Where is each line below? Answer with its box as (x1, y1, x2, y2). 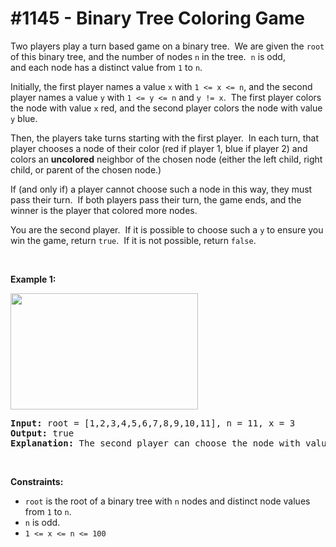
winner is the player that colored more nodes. (10, 204, 198, 216)
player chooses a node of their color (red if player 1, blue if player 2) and (10, 142, 308, 154)
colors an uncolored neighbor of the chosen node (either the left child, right (10, 153, 323, 165)
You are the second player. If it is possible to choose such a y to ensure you (10, 223, 324, 236)
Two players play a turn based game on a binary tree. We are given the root (10, 40, 325, 52)
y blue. (10, 112, 38, 124)
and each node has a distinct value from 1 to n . (10, 61, 203, 73)
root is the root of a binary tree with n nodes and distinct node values (24, 495, 311, 507)
